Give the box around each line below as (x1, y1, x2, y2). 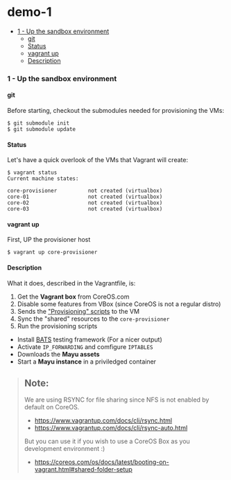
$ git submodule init (7, 120, 70, 127)
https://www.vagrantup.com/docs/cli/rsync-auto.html (34, 424, 188, 432)
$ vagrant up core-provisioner (7, 249, 98, 256)
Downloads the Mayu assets (17, 350, 100, 358)
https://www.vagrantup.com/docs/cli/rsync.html (34, 416, 172, 425)
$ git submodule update (7, 126, 76, 133)
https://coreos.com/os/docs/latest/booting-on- (34, 458, 170, 466)
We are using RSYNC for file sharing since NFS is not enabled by (24, 395, 209, 404)
